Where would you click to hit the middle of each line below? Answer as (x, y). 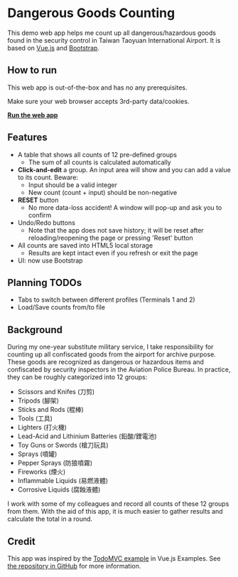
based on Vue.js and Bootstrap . (53, 48)
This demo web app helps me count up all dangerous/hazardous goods (112, 33)
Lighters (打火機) (42, 428)
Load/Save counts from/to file (61, 307)
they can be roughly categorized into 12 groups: (77, 377)
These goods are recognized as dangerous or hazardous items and (106, 362)
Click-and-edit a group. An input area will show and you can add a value (124, 169)
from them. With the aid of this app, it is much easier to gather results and (115, 512)
